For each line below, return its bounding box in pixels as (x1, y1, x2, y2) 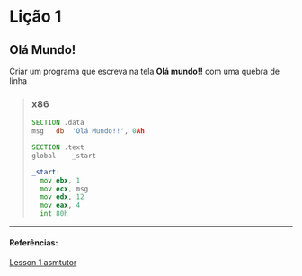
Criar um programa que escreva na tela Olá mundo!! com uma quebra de (9, 66, 280, 76)
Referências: (9, 236, 58, 248)
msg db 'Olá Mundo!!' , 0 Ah (31, 127, 146, 136)
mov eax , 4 (40, 200, 81, 210)
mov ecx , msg (40, 184, 89, 193)
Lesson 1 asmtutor (9, 257, 77, 268)
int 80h (40, 209, 69, 218)
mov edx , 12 (40, 192, 84, 201)
